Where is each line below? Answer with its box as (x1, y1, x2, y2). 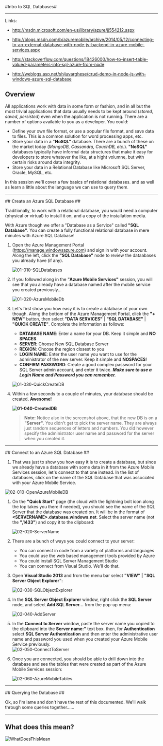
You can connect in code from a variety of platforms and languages (19, 547, 154, 553)
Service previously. (12, 641, 51, 647)
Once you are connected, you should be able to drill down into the (12, 656, 145, 662)
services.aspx (12, 47, 40, 53)
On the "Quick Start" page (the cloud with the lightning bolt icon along (12, 498, 154, 504)
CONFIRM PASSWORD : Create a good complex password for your (19, 361, 152, 367)
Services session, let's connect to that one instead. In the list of (12, 469, 139, 475)
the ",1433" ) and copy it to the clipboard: (12, 519, 95, 525)
